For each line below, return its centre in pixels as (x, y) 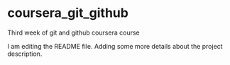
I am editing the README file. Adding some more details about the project (115, 46)
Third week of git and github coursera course (73, 32)
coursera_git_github (68, 13)
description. (25, 54)
